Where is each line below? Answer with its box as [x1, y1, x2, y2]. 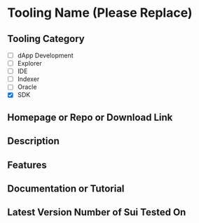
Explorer [17, 59, 42, 68]
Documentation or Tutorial [7, 182, 125, 194]
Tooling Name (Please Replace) [7, 5, 193, 21]
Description [7, 135, 60, 148]
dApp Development [17, 51, 74, 59]
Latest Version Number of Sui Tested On [7, 206, 186, 218]
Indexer [17, 75, 40, 83]
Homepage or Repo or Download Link [7, 111, 173, 123]
